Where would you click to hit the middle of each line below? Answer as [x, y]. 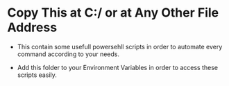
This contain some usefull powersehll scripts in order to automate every [120, 46]
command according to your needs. [68, 54]
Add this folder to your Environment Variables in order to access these [118, 67]
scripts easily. [37, 75]
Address [32, 27]
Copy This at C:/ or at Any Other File [113, 13]
